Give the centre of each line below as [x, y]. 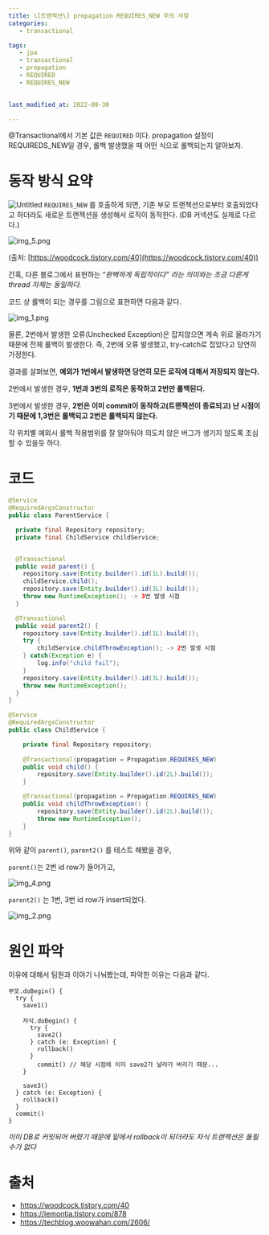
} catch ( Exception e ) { [63, 656]
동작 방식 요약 [51, 181]
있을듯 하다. [44, 443]
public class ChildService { [57, 730]
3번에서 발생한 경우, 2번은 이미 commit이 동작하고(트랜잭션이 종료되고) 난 [124, 406]
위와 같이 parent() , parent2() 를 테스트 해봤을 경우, [90, 850]
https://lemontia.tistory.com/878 [73, 1214]
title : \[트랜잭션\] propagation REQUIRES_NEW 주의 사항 [99, 16]
